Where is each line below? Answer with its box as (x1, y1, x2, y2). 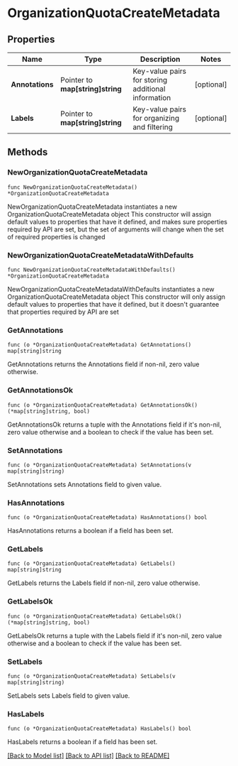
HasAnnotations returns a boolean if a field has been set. (7, 527, 174, 535)
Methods (7, 146, 48, 158)
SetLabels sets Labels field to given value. (7, 691, 130, 700)
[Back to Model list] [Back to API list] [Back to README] (7, 751, 170, 760)
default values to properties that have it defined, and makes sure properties (7, 217, 228, 226)
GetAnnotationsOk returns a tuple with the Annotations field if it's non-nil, (7, 420, 222, 429)
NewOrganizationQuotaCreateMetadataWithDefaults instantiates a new (7, 285, 215, 293)
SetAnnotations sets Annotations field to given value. (7, 480, 162, 488)
